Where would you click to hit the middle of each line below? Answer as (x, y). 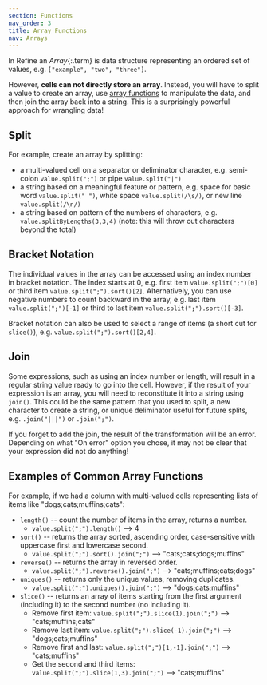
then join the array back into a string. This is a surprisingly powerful (119, 102)
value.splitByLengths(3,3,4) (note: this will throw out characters (127, 221)
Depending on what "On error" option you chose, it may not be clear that (128, 442)
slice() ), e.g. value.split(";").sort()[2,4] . (82, 332)
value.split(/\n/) (50, 205)
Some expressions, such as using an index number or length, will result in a (132, 376)
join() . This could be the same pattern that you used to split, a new (120, 401)
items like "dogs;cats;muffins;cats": (67, 504)
